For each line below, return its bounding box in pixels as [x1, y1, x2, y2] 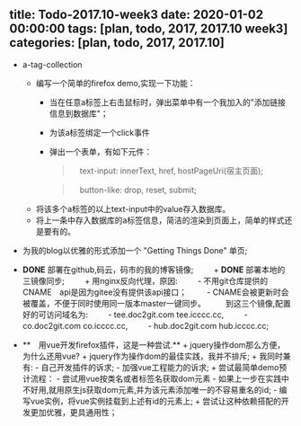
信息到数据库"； [49, 108, 109, 119]
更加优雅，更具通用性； [30, 406, 118, 417]
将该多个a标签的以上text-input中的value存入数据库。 [35, 203, 231, 214]
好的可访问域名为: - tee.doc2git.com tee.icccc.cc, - [22, 309, 249, 320]
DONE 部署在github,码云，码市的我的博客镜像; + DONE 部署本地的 [22, 264, 286, 275]
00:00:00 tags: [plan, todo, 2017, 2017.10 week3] [9, 22, 288, 37]
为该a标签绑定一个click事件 [49, 127, 150, 138]
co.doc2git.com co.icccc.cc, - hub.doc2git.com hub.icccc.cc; [22, 320, 270, 331]
